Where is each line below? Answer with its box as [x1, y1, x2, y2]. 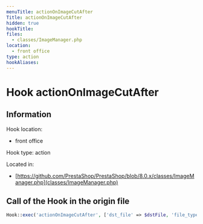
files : [6, 31, 23, 37]
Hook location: [6, 125, 43, 133]
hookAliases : [6, 59, 39, 65]
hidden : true [6, 20, 39, 26]
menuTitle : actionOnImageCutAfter [6, 8, 94, 15]
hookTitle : [6, 25, 34, 32]
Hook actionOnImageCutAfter [6, 85, 159, 99]
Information [6, 109, 52, 120]
